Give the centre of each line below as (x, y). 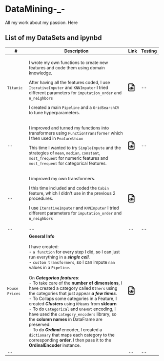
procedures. (41, 198)
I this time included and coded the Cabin (69, 188)
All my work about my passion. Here (41, 22)
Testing (149, 51)
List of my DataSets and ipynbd (53, 38)
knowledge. (41, 73)
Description (76, 51)
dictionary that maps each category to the (72, 335)
